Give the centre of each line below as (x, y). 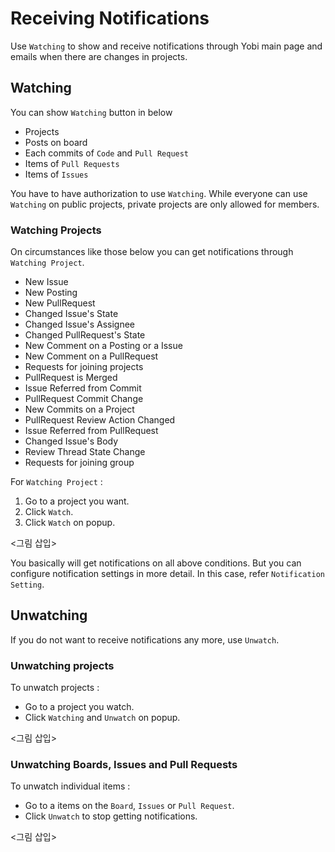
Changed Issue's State (71, 314)
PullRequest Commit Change (84, 399)
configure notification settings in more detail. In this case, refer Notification (168, 574)
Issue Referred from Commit (83, 388)
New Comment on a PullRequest (91, 356)
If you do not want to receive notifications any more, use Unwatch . (145, 639)
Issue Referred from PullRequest (91, 431)
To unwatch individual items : (70, 786)
